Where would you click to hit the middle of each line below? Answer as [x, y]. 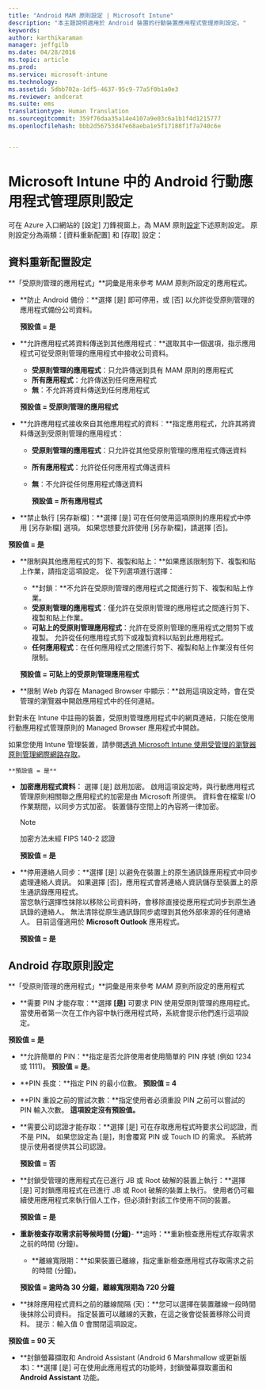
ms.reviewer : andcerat [46, 97]
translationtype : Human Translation [68, 112]
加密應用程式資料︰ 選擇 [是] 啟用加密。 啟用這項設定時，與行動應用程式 [137, 786]
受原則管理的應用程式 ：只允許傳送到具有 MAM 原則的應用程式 [132, 370]
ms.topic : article [38, 60]
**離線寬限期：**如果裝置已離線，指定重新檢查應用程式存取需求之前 [142, 1261]
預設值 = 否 [38, 1164]
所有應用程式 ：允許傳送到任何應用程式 [94, 380]
